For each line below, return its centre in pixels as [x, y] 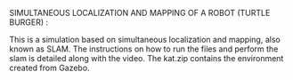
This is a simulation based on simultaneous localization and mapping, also [145, 40]
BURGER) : [29, 22]
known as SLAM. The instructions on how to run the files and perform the [144, 49]
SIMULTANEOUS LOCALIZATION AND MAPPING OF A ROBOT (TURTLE [140, 13]
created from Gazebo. [50, 68]
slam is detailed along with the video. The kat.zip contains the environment [146, 58]
